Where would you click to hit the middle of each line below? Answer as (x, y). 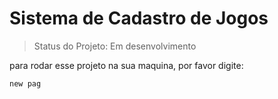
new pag (25, 83)
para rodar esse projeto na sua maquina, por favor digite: (126, 65)
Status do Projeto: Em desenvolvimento (115, 46)
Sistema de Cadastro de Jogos (139, 18)
